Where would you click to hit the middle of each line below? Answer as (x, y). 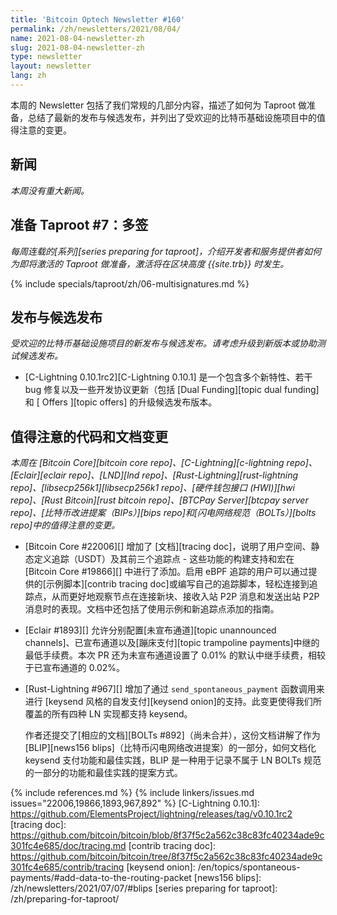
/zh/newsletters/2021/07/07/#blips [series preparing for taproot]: (144, 888)
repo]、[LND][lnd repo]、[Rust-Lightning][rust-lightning (183, 475)
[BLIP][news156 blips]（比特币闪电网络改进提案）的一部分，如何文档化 (170, 748)
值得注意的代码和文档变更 (89, 436)
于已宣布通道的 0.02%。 (75, 668)
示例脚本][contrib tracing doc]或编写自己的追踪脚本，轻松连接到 (177, 584)
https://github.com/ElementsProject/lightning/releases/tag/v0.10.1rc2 (151, 814)
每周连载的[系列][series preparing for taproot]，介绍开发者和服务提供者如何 (166, 251)
